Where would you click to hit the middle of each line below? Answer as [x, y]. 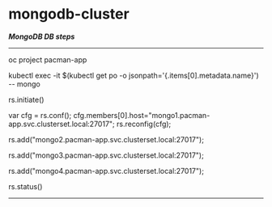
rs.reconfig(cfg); [144, 124]
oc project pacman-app [48, 59]
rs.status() [25, 186]
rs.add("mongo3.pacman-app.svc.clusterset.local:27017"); [106, 155]
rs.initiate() [26, 99]
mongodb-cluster [69, 14]
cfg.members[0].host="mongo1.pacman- [142, 115]
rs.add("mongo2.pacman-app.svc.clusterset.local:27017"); [106, 139]
